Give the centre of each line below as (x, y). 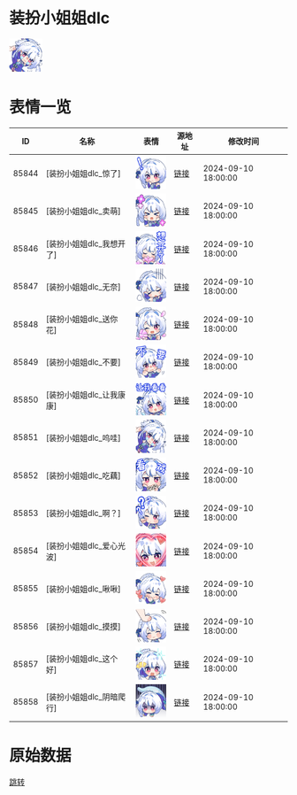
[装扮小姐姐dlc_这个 (82, 659)
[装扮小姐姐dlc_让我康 (86, 394)
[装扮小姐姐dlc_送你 (82, 319)
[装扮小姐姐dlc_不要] (83, 362)
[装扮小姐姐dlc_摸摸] (83, 627)
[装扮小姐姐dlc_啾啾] (83, 589)
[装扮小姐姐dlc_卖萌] (83, 211)
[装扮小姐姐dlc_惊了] (83, 174)
